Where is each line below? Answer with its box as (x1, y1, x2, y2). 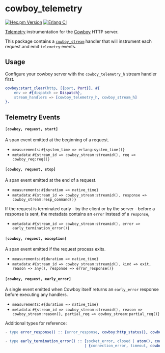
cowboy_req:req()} (12, 157, 50, 161)
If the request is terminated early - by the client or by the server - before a (5, 206, 155, 212)
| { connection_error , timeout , (84, 343, 148, 349)
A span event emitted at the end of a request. (5, 177, 97, 183)
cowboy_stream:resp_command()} (12, 197, 77, 202)
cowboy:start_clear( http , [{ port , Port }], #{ (5, 86, 100, 91)
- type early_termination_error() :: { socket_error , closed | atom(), (5, 339, 153, 344)
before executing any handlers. (5, 291, 68, 298)
